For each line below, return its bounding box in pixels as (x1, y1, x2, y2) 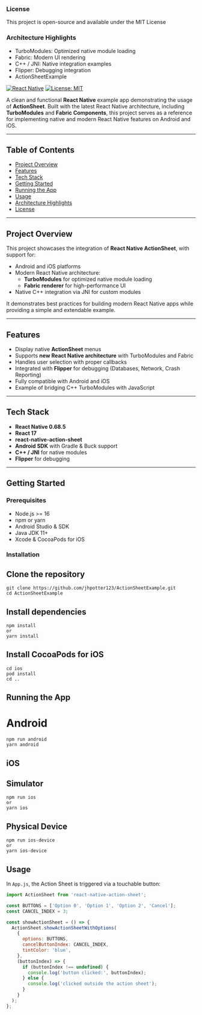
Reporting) (14, 371, 42, 378)
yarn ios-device (6, 848, 47, 854)
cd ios (6, 665, 23, 672)
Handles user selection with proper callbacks (14, 358, 127, 366)
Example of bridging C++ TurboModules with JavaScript (14, 384, 155, 392)
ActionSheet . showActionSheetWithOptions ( (11, 925, 117, 931)
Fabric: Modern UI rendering (14, 54, 86, 61)
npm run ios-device (6, 837, 55, 843)
